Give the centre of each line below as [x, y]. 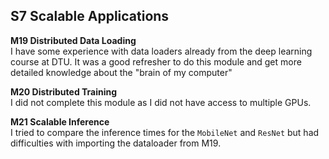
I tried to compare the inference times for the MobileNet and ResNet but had [165, 132]
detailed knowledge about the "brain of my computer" [121, 72]
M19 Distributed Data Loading [73, 40]
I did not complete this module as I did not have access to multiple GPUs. [161, 102]
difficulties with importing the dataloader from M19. [116, 143]
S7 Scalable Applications [90, 16]
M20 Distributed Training [64, 91]
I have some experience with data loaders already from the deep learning [161, 51]
